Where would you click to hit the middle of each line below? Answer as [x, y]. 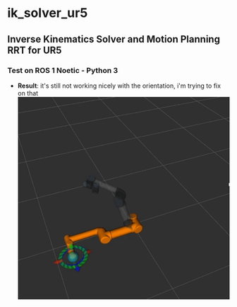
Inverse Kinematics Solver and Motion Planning [114, 39]
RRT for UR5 [35, 50]
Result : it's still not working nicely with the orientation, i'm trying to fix [119, 86]
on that [28, 93]
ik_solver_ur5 [48, 13]
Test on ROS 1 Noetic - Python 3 [63, 70]
